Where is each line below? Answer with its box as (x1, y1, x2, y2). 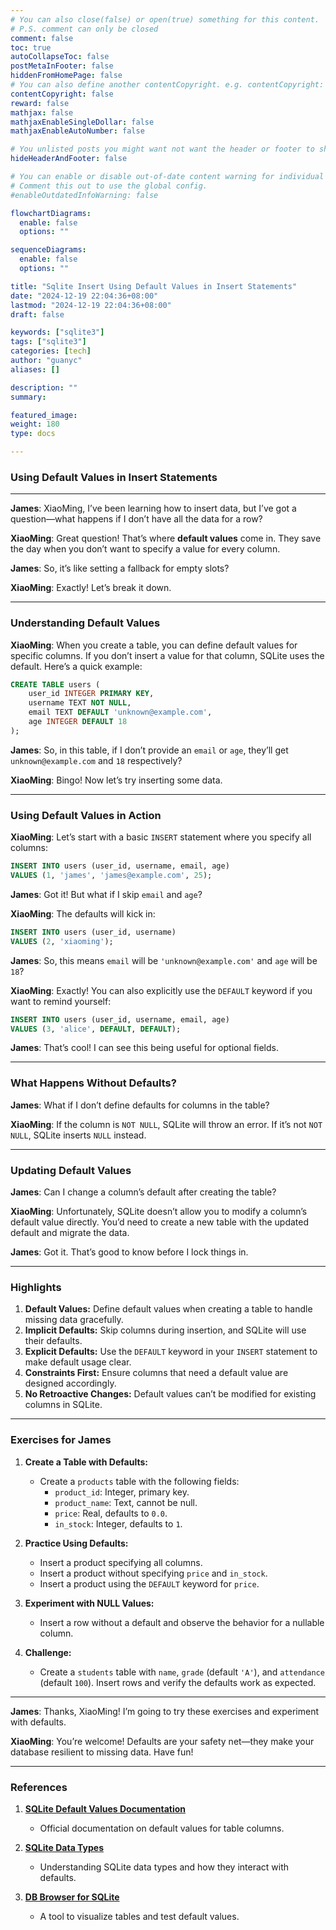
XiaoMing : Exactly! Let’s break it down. (10, 582, 172, 594)
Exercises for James (10, 1433, 112, 1447)
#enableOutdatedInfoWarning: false (10, 190, 159, 200)
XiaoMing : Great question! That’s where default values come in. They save (10, 532, 322, 545)
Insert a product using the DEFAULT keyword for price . (39, 1577, 260, 1590)
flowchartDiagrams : (10, 208, 92, 218)
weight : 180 (10, 419, 60, 430)
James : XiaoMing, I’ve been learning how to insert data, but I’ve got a (10, 502, 297, 515)
